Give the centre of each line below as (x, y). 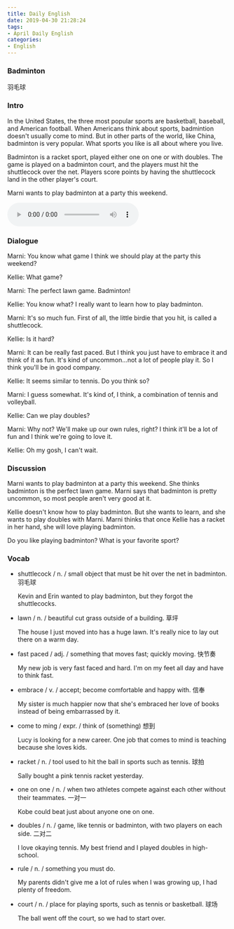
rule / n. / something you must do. (66, 869)
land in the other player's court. (53, 179)
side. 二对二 (35, 834)
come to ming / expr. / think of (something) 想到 (86, 726)
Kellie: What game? (35, 277)
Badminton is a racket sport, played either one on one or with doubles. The (115, 157)
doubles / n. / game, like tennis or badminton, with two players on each (120, 825)
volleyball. (22, 402)
